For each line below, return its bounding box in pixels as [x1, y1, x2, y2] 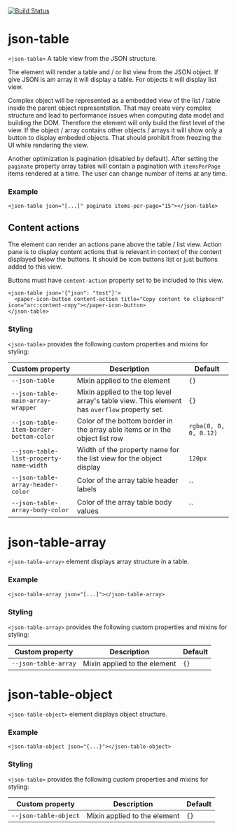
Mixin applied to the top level [76, 387, 172, 397]
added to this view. [8, 262, 62, 271]
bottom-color [11, 432, 55, 441]
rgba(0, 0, [188, 422, 225, 430]
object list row [76, 434, 123, 444]
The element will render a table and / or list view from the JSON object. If [8, 67, 219, 76]
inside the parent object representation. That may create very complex [8, 104, 211, 112]
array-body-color [11, 506, 69, 514]
